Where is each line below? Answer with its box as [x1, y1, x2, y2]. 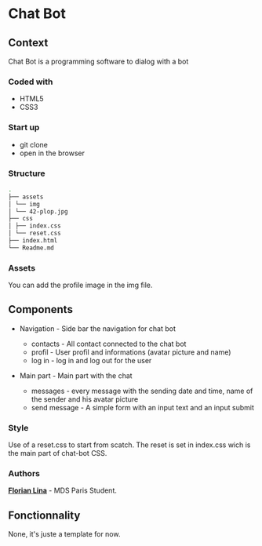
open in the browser [19, 148, 85, 158]
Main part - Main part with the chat [19, 370, 133, 380]
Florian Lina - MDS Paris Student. [8, 486, 118, 495]
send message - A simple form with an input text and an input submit [31, 402, 255, 412]
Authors [8, 468, 41, 479]
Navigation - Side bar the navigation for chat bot [19, 323, 176, 333]
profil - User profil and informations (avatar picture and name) [31, 347, 231, 357]
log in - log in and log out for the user [31, 355, 152, 365]
